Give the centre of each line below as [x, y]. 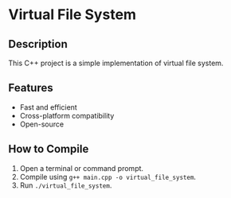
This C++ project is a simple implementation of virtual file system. [116, 63]
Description [38, 44]
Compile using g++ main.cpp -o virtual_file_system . [108, 177]
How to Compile [49, 149]
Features [31, 88]
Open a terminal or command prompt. [82, 168]
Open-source [42, 124]
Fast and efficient [48, 107]
